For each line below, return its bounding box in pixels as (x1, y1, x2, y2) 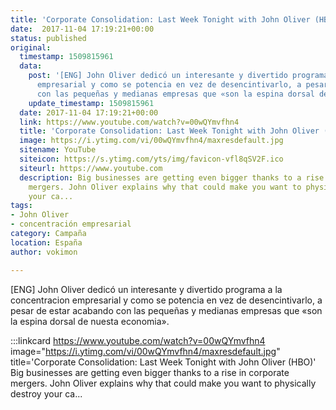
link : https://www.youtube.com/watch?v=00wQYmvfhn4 (19, 117, 240, 127)
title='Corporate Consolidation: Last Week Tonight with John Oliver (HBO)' (10, 356, 317, 368)
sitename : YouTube (19, 145, 97, 155)
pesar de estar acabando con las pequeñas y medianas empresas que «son (10, 304, 323, 316)
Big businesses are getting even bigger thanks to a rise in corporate (10, 366, 290, 378)
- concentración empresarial (10, 219, 132, 230)
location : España (10, 237, 83, 248)
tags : (10, 201, 33, 211)
